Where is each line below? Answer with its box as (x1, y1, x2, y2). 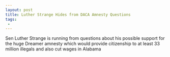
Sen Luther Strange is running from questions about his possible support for (5, 35, 165, 41)
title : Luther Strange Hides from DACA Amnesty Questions (5, 12, 131, 17)
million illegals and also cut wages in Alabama (5, 46, 101, 52)
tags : (5, 17, 17, 22)
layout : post (5, 7, 33, 13)
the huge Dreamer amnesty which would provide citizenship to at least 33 (5, 41, 160, 47)
